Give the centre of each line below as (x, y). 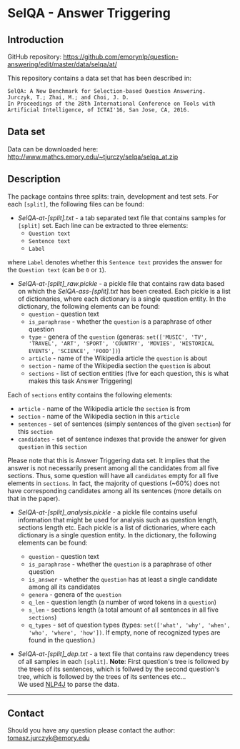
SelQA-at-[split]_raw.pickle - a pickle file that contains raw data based (121, 283)
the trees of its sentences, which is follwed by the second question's (119, 669)
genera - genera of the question (75, 594)
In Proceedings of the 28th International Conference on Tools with (111, 104)
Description (34, 179)
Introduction (36, 40)
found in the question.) (62, 640)
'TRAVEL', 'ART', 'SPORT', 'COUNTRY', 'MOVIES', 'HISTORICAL (121, 343)
